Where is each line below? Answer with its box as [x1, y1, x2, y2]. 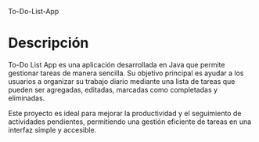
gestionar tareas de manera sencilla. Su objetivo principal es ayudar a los [8, 68, 244, 78]
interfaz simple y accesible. [8, 125, 97, 134]
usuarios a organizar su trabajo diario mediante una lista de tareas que [8, 76, 236, 86]
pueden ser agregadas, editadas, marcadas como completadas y [8, 85, 218, 94]
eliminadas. [8, 93, 45, 103]
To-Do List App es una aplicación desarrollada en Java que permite [8, 60, 225, 69]
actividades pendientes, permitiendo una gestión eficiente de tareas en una [8, 117, 252, 126]
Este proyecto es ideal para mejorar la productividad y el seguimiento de [8, 108, 242, 118]
